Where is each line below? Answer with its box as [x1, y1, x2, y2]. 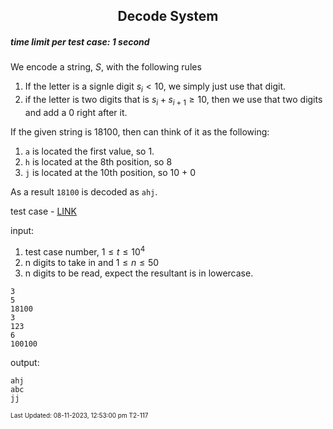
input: [10, 224, 35, 236]
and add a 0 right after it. [24, 106, 128, 118]
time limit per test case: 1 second [10, 35, 150, 48]
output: [10, 356, 40, 368]
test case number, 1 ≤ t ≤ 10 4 [24, 244, 146, 258]
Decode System [117, 8, 219, 25]
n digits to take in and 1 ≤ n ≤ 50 [24, 256, 160, 268]
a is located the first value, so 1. [24, 145, 155, 157]
